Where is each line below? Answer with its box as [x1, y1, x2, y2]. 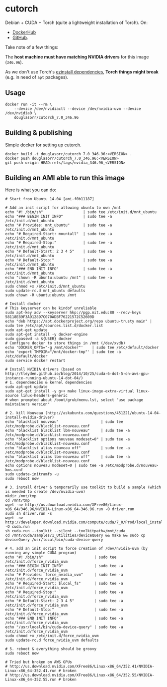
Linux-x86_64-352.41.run [5, 669, 57, 674]
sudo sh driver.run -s [5, 511, 52, 516]
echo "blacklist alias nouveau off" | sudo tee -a [5, 445, 130, 451]
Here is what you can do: [5, 187, 56, 193]
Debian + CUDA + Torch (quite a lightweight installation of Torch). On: [5, 19, 148, 25]
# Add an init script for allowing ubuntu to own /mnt [5, 205, 121, 210]
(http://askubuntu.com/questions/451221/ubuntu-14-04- [45, 410, 162, 416]
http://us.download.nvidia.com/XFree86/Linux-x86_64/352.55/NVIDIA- [9, 673, 155, 678]
